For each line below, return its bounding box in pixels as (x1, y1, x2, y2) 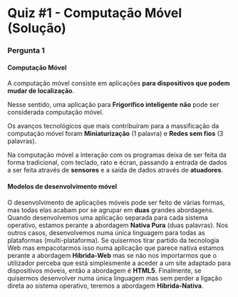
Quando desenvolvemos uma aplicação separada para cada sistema (7, 213, 208, 222)
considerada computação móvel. (7, 108, 104, 117)
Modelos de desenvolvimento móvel (7, 182, 118, 190)
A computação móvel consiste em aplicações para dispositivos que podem (7, 79, 230, 88)
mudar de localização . (7, 87, 75, 95)
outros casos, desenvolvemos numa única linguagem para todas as (7, 228, 205, 236)
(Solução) (7, 20, 66, 36)
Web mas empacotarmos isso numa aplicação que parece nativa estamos (7, 244, 224, 252)
